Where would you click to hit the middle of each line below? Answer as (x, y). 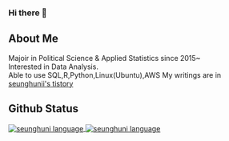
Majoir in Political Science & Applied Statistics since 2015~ (104, 58)
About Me (33, 39)
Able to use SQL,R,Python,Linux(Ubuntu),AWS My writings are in (115, 75)
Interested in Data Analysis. (53, 66)
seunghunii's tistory (41, 83)
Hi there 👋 (28, 13)
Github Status (43, 109)
